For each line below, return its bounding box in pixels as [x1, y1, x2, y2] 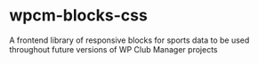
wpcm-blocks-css [9, 5, 149, 26]
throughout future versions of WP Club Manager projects [9, 44, 218, 54]
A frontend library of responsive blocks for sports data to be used [9, 35, 250, 45]
